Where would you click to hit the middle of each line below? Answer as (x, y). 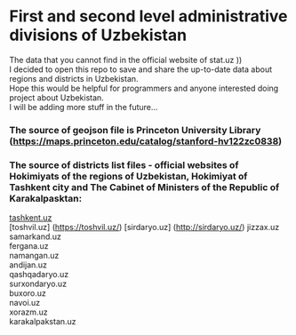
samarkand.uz (36, 236)
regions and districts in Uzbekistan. (74, 78)
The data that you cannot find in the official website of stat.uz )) (126, 60)
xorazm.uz (28, 312)
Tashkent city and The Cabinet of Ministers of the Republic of (144, 187)
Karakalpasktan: (46, 198)
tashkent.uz (31, 218)
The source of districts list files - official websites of (124, 164)
